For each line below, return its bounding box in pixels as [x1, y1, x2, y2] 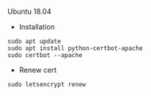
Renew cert [18, 65, 57, 75]
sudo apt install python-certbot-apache [7, 44, 144, 52]
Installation [18, 22, 56, 31]
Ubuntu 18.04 [7, 7, 52, 16]
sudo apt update [7, 37, 61, 45]
